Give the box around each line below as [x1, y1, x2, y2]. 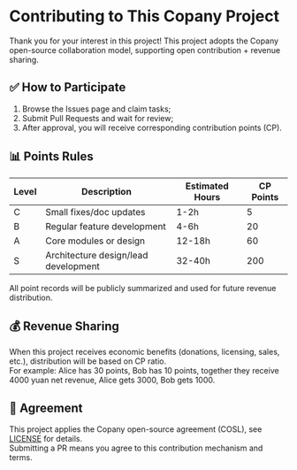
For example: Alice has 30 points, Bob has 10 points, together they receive [9, 366, 280, 376]
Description [80, 185, 133, 197]
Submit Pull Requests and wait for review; [21, 112, 174, 123]
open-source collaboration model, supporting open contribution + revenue [9, 44, 281, 55]
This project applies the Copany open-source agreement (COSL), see [9, 424, 263, 435]
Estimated [185, 180, 230, 192]
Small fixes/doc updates [45, 205, 146, 218]
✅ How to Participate [9, 80, 126, 95]
